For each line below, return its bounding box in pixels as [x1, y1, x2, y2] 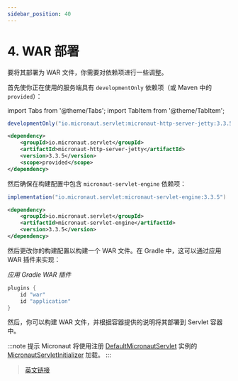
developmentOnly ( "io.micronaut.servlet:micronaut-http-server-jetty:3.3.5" [7, 120, 236, 127]
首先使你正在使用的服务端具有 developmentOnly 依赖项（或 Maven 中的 [7, 83, 212, 92]
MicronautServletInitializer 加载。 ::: [7, 350, 112, 359]
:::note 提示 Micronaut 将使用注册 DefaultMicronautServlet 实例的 [7, 342, 198, 350]
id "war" [20, 291, 46, 298]
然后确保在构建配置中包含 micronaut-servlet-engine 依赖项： [7, 179, 186, 188]
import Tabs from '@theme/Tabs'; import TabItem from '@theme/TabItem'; [7, 106, 225, 114]
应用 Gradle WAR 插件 [7, 270, 72, 279]
